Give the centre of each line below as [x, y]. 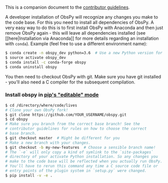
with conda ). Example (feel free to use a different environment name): [76, 44]
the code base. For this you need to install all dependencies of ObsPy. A [79, 22]
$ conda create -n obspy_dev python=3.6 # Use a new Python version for [84, 53]
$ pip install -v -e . [29, 175]
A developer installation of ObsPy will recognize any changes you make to [82, 17]
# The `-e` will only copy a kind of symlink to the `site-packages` [79, 152]
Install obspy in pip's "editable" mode [52, 95]
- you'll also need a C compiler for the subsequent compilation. [70, 82]
